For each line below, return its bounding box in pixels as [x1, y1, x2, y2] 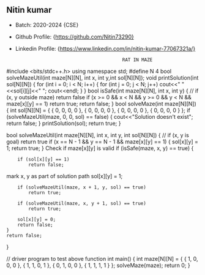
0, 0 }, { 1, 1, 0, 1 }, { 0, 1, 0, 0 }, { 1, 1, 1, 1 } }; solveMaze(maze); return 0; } [6, 262, 191, 269]
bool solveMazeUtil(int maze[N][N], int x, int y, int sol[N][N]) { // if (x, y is [6, 131, 190, 138]
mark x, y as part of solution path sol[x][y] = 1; [6, 172, 123, 179]
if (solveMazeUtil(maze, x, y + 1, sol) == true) [17, 200, 147, 206]
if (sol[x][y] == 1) [17, 156, 70, 162]
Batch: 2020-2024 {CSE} [15, 21, 79, 28]
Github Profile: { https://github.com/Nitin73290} [15, 33, 135, 40]
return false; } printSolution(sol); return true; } [6, 119, 121, 127]
